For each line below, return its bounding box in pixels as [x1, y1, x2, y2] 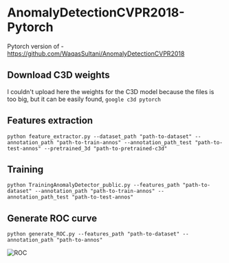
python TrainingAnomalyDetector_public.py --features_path [7, 182, 180, 189]
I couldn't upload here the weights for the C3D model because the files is [7, 87, 215, 95]
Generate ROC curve [7, 212, 98, 224]
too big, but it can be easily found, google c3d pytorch [7, 95, 162, 103]
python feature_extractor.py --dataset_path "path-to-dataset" [7, 133, 193, 140]
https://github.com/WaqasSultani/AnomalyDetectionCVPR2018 [7, 49, 185, 58]
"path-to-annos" [56, 237, 103, 244]
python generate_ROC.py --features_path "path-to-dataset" [7, 231, 180, 238]
